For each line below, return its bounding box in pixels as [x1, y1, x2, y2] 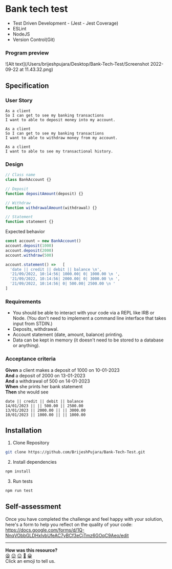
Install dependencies [12, 459, 57, 465]
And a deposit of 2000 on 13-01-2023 [5, 372, 85, 378]
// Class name [5, 173, 36, 178]
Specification [5, 81, 49, 90]
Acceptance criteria [5, 355, 56, 363]
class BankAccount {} [5, 177, 52, 182]
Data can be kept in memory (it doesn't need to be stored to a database [12, 337, 164, 343]
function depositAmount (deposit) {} [5, 191, 83, 196]
